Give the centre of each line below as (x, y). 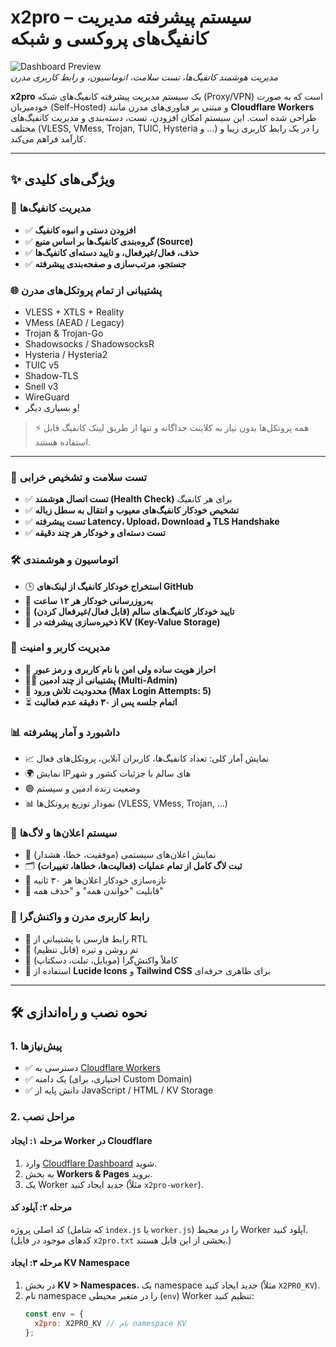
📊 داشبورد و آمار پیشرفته (65, 732)
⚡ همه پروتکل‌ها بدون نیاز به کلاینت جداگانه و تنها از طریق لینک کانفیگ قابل (172, 427)
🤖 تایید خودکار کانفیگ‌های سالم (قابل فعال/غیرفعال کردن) (129, 611)
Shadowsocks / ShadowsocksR (89, 343)
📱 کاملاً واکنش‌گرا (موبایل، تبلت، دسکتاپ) (101, 960)
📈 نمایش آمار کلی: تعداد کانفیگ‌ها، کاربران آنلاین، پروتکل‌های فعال (147, 758)
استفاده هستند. (63, 442)
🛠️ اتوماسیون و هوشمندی (64, 560)
